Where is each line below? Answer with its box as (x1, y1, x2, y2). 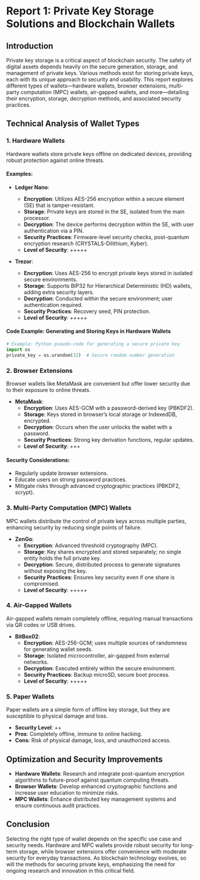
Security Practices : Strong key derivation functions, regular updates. (23, 436, 195, 444)
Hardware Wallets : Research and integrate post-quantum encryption (14, 770, 185, 777)
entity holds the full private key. (23, 554, 101, 562)
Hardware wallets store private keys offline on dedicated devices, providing (6, 150, 192, 157)
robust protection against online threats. (6, 156, 104, 164)
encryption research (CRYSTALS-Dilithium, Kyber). (23, 240, 149, 247)
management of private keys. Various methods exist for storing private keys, (6, 70, 194, 76)
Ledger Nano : (14, 183, 50, 191)
